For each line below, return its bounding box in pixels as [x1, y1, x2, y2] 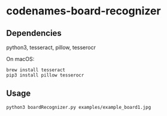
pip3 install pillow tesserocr [6, 72, 84, 78]
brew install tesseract [6, 67, 66, 73]
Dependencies [6, 28, 62, 38]
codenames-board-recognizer [6, 4, 161, 18]
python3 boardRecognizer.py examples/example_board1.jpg [6, 104, 151, 110]
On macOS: [6, 56, 35, 62]
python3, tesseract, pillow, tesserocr [6, 44, 96, 51]
